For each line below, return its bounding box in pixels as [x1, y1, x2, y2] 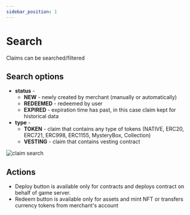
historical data [23, 113, 59, 120]
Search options [6, 71, 64, 81]
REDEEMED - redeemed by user [23, 100, 103, 107]
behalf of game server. [14, 189, 71, 196]
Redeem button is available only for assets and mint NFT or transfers [14, 195, 183, 203]
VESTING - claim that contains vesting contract [23, 138, 141, 145]
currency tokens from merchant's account [14, 202, 119, 209]
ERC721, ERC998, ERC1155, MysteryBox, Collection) [23, 132, 151, 139]
